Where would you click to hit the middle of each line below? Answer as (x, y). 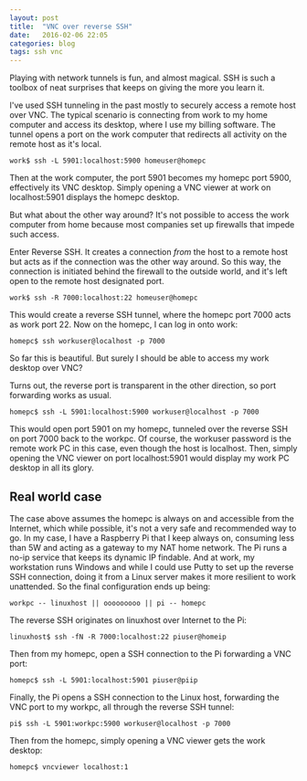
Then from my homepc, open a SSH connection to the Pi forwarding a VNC (151, 653)
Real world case (56, 496)
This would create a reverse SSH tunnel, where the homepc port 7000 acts (150, 315)
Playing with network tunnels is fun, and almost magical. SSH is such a (143, 78)
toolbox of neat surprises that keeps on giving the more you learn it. (137, 88)
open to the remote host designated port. (87, 281)
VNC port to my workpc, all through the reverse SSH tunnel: (122, 707)
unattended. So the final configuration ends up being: (110, 586)
